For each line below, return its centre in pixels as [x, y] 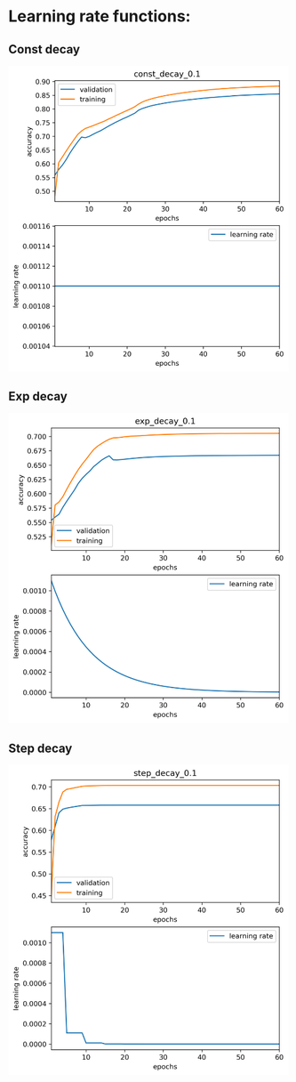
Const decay [44, 49]
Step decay [40, 748]
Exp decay [38, 396]
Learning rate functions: [100, 16]
